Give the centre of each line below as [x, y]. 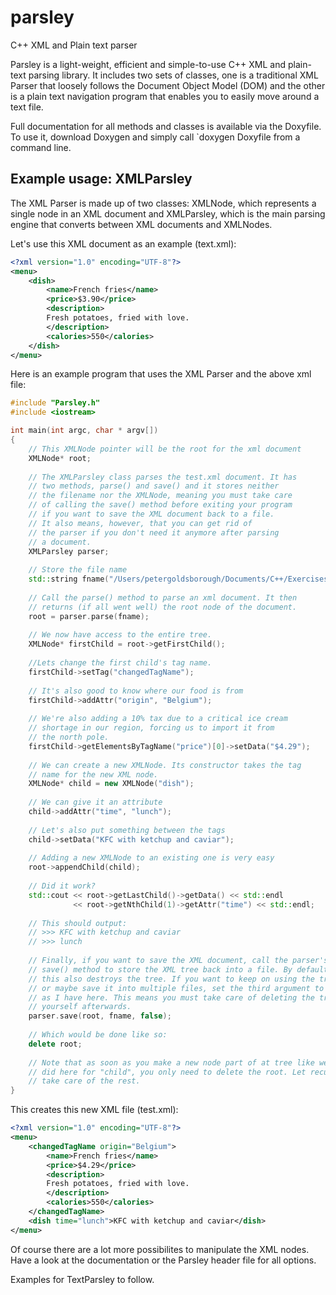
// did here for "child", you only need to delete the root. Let [167, 1072]
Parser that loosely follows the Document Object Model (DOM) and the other [168, 85]
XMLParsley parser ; [69, 551]
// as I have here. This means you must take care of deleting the [171, 997]
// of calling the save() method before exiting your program [160, 505]
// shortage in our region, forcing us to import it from [151, 728]
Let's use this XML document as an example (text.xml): [123, 243]
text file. [27, 107]
